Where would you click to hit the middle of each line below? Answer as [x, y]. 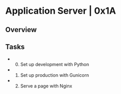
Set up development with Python [55, 65]
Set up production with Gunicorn [55, 75]
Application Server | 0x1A [61, 11]
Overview [21, 30]
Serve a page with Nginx [46, 86]
